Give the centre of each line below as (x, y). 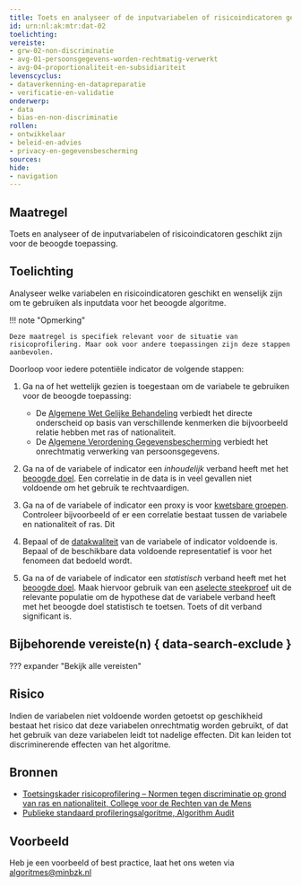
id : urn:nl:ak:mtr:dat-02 (57, 26)
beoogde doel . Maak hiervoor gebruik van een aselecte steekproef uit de (157, 587)
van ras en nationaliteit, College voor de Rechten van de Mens (137, 803)
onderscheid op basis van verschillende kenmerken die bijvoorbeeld (162, 422)
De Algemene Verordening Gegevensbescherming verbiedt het (152, 441)
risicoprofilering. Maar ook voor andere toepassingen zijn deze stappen (150, 344)
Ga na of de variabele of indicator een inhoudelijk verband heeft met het (155, 468)
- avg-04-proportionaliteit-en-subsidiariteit (98, 68)
